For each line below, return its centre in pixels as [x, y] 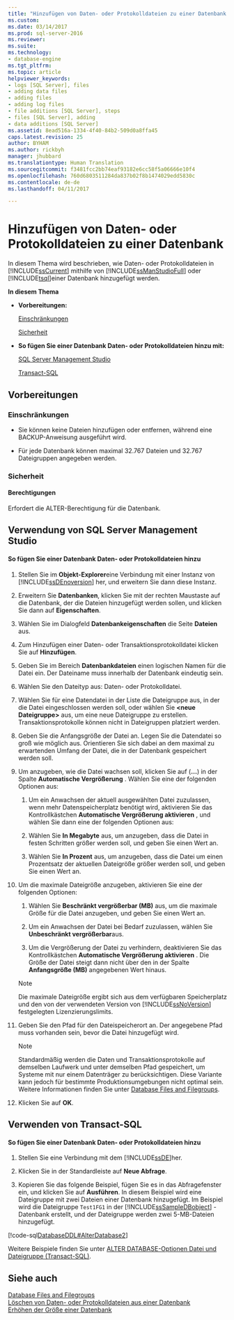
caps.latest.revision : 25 [45, 137]
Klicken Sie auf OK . [46, 1102]
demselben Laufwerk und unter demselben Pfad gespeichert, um [111, 1067]
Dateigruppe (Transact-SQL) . [49, 1257]
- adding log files [36, 105]
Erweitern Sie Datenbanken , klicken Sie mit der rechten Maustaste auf [119, 595]
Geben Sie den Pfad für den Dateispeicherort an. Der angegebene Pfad [120, 1025]
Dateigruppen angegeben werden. [67, 458]
